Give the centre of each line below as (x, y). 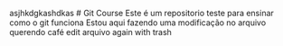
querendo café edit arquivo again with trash (90, 32)
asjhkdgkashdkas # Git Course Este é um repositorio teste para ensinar (141, 13)
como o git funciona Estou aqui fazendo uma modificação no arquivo (138, 23)
